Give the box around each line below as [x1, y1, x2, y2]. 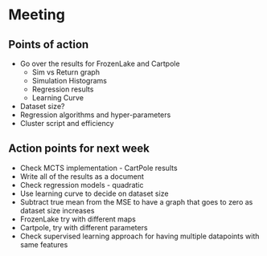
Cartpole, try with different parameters [19, 222, 148, 232]
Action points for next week [8, 142, 150, 156]
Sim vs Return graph [31, 67, 101, 77]
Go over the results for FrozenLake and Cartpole [19, 59, 180, 68]
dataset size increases [19, 205, 95, 215]
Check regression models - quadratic [19, 180, 144, 189]
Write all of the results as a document [19, 171, 145, 181]
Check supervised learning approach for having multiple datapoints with [19, 231, 260, 241]
